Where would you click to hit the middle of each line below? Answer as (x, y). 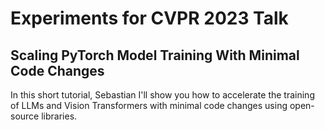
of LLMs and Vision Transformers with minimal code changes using (149, 105)
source (25, 116)
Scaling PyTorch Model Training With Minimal (155, 55)
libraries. (59, 116)
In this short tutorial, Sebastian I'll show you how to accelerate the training (162, 95)
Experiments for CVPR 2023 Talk (149, 18)
